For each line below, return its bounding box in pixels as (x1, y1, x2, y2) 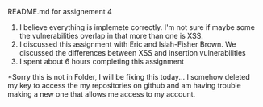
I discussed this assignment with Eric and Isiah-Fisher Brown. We (19, 39, 236, 49)
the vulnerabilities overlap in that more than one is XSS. (19, 31, 203, 40)
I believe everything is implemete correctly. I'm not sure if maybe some (19, 23, 256, 31)
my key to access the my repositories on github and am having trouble (7, 80, 241, 90)
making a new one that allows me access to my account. (7, 89, 196, 99)
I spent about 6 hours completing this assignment (19, 56, 185, 66)
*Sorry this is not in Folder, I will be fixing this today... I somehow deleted (7, 72, 251, 81)
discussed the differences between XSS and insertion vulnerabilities (19, 48, 247, 57)
